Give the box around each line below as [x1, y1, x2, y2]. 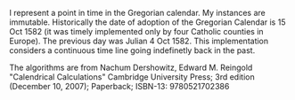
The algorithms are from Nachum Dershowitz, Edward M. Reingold [9, 62, 253, 73]
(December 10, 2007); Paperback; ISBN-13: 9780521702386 [9, 81, 230, 91]
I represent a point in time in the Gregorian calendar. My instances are [9, 8, 266, 18]
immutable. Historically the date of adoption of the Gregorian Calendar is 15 [9, 17, 286, 27]
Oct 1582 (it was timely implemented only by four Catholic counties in [9, 27, 265, 36]
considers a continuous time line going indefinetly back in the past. [9, 45, 256, 56]
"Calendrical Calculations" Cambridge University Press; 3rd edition [9, 72, 256, 82]
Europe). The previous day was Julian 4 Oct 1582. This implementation [9, 35, 269, 46]
